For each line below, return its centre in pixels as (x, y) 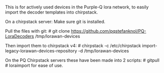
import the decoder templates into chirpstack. (52, 12)
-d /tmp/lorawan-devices (103, 51)
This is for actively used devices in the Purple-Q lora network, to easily (77, 7)
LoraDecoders (20, 36)
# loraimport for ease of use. (34, 65)
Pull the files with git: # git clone (38, 31)
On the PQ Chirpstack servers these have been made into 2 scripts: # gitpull (82, 60)
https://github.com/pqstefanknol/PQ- (109, 31)
